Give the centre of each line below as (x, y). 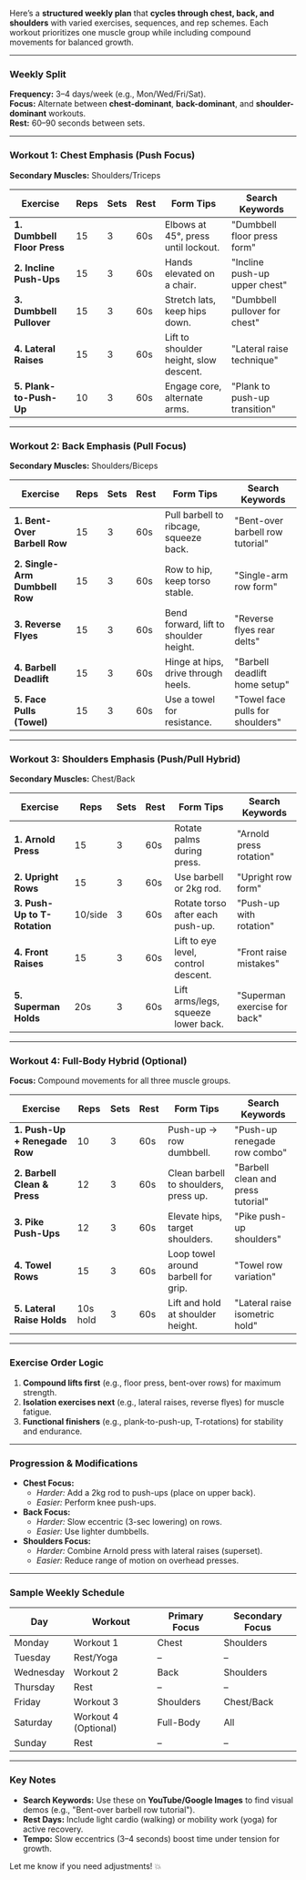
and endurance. (52, 1431)
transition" (253, 409)
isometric (255, 1314)
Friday (27, 1702)
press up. (188, 1196)
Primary (186, 1616)
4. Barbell (35, 667)
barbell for (190, 1277)
